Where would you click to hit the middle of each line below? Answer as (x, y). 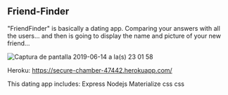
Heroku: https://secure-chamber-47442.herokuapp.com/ (90, 70)
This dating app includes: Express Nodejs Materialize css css (96, 84)
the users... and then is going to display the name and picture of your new (114, 36)
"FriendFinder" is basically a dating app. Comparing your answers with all (114, 28)
